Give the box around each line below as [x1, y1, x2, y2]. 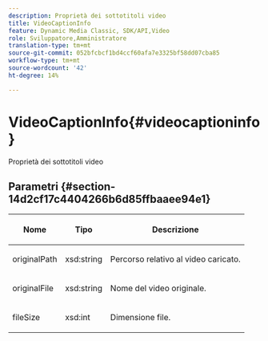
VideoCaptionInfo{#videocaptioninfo [8, 113, 261, 131]
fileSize [12, 312, 41, 323]
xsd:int [65, 312, 90, 323]
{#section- [60, 180, 116, 193]
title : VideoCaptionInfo [8, 19, 91, 27]
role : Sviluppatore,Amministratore [8, 34, 127, 43]
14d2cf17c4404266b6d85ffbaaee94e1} [8, 192, 211, 205]
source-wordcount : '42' [8, 64, 88, 72]
